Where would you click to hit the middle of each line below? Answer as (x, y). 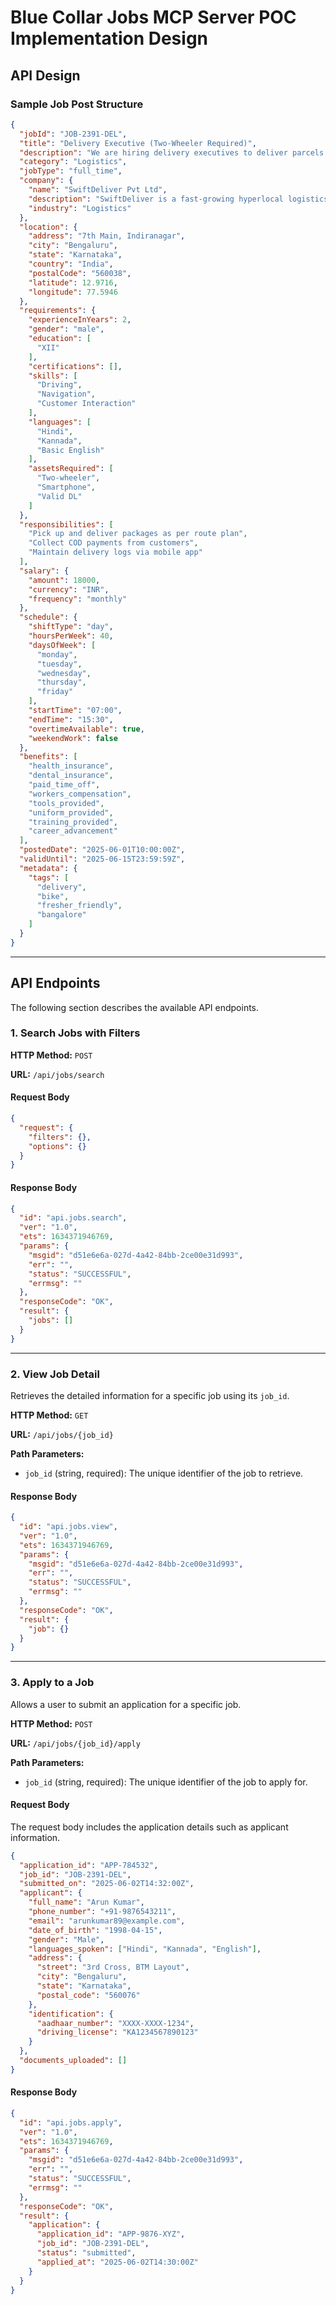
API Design (45, 75)
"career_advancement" (73, 831)
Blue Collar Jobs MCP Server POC (153, 17)
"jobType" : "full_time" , (71, 171)
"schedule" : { (48, 617)
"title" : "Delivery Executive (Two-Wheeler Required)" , (138, 143)
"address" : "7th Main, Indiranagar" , (107, 236)
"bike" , (53, 896)
